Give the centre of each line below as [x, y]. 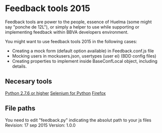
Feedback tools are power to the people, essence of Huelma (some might [78, 22]
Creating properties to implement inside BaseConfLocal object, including [85, 61]
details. [19, 66]
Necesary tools [29, 81]
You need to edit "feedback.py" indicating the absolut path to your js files [78, 120]
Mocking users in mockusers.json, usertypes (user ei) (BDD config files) [84, 56]
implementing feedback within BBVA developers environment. [67, 32]
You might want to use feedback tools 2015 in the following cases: [71, 41]
